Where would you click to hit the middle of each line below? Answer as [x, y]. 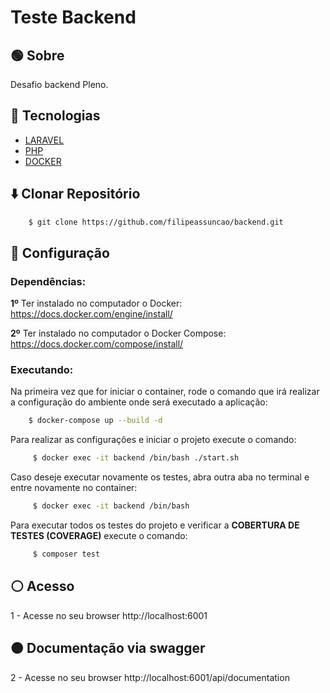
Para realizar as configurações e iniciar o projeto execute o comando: [153, 440]
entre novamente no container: [74, 488]
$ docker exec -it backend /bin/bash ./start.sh [136, 458]
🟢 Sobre [37, 55]
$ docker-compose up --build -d [95, 421]
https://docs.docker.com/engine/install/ [91, 314]
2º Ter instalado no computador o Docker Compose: [118, 333]
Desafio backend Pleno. [59, 84]
